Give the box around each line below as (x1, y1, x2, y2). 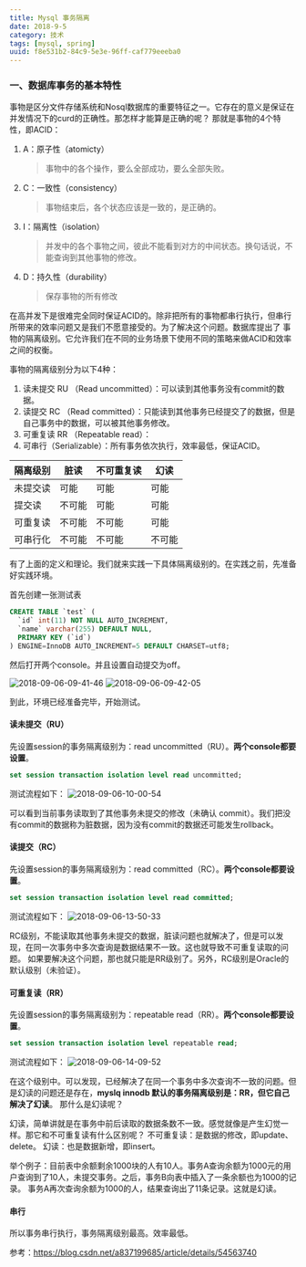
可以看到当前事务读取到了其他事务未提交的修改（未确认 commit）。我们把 (9, 807, 283, 818)
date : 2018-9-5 (9, 22, 67, 31)
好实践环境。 (9, 570, 57, 581)
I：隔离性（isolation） (22, 221, 105, 233)
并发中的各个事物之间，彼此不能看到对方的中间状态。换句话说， (45, 241, 285, 252)
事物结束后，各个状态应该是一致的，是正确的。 (45, 202, 221, 213)
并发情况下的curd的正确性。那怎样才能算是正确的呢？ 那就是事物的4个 (9, 113, 273, 124)
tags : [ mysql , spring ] (9, 38, 96, 48)
